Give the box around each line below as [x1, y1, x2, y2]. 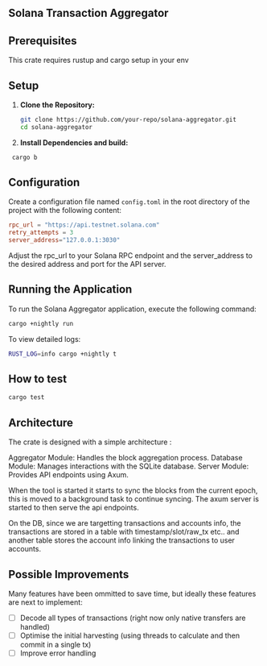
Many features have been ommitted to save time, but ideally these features [8, 589, 257, 598]
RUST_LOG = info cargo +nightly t [8, 350, 117, 358]
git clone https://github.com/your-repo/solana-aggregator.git [19, 116, 237, 124]
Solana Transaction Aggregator [8, 6, 169, 20]
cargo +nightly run [8, 319, 74, 327]
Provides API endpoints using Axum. [8, 470, 129, 480]
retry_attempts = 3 [8, 229, 74, 237]
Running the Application [8, 282, 133, 297]
